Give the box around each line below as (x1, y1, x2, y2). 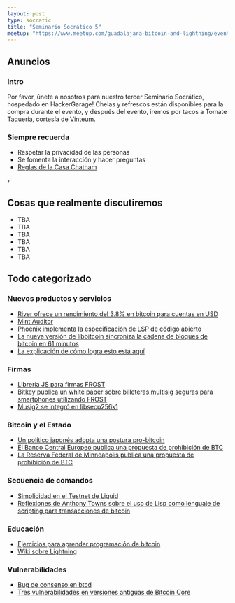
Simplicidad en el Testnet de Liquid (17, 491, 119, 500)
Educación (7, 524, 44, 534)
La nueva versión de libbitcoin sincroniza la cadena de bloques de (17, 332, 208, 340)
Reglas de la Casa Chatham (17, 163, 97, 171)
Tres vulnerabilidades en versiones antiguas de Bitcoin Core (17, 588, 191, 597)
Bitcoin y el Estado (7, 420, 72, 430)
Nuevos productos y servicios (7, 294, 112, 304)
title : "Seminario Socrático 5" (7, 23, 101, 30)
